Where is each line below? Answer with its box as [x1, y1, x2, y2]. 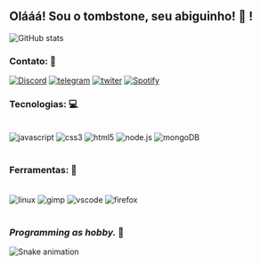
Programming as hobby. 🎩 [9, 226, 125, 238]
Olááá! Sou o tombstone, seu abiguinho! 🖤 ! [9, 9, 254, 24]
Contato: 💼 [9, 54, 56, 67]
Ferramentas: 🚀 [9, 164, 77, 176]
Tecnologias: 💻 [9, 98, 78, 111]
